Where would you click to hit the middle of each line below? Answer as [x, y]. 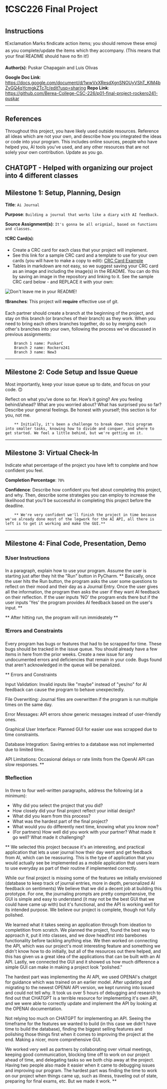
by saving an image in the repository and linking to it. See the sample [83, 277]
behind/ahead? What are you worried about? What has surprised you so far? [83, 404]
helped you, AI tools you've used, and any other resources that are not [77, 147]
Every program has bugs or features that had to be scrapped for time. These [83, 643]
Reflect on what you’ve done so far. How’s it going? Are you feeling [74, 399]
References [23, 119]
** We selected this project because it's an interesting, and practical [75, 847]
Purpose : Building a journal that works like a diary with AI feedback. [82, 214]
